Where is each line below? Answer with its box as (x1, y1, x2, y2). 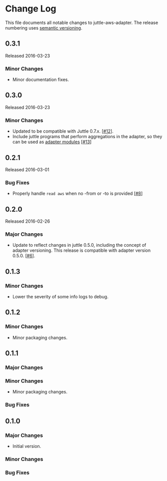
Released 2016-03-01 (5, 166, 50, 173)
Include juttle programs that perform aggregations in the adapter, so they (12, 134, 163, 140)
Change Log (5, 3, 56, 15)
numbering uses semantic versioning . (5, 25, 82, 31)
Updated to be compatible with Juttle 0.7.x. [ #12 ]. (12, 128, 114, 134)
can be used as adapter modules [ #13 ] (12, 139, 92, 145)
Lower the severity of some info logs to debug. (12, 294, 109, 300)
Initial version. (12, 443, 41, 449)
